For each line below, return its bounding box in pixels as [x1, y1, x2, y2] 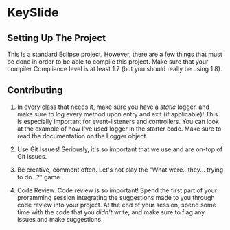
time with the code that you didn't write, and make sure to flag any [16, 207, 205, 216]
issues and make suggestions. [16, 215, 103, 223]
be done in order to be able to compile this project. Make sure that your [7, 57, 209, 66]
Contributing [7, 84, 63, 97]
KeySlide [7, 5, 59, 21]
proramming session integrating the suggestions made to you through [16, 193, 215, 201]
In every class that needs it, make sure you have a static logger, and [16, 103, 209, 111]
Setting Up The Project [7, 32, 106, 44]
